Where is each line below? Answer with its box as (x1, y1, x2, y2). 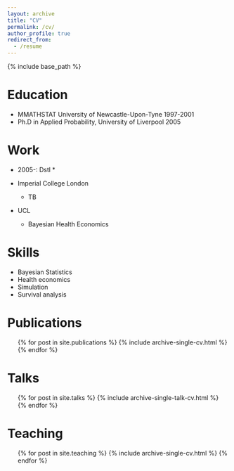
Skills (7, 245, 40, 261)
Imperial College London (17, 179, 89, 187)
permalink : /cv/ (7, 23, 55, 30)
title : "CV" (7, 17, 42, 24)
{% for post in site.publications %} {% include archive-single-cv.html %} (17, 338, 228, 347)
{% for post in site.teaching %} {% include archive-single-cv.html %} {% (17, 449, 228, 457)
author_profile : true (7, 30, 71, 37)
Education (7, 87, 68, 103)
